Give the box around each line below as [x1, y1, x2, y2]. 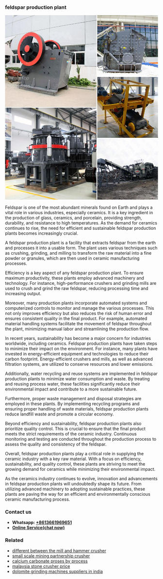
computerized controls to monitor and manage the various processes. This [5, 305, 154, 311]
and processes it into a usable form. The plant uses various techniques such [5, 245, 158, 251]
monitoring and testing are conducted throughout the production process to [5, 436, 157, 442]
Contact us [5, 508, 32, 515]
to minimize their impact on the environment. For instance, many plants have [5, 345, 158, 352]
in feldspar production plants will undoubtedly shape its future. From [5, 481, 142, 486]
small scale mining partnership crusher [12, 553, 90, 559]
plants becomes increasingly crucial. [5, 230, 79, 236]
